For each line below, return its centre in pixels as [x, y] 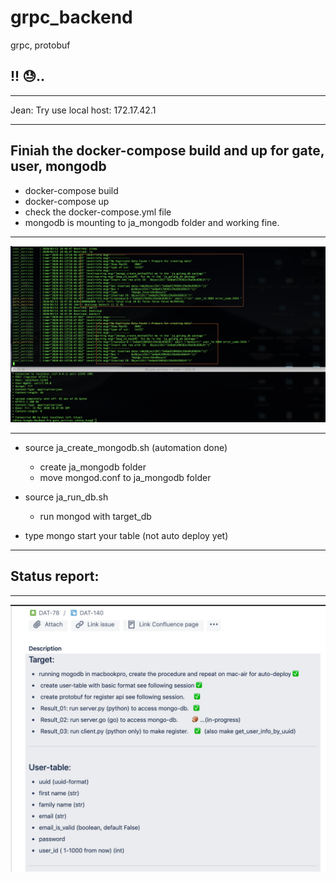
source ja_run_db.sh [66, 497]
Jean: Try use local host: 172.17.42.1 [83, 110]
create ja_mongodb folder [93, 467]
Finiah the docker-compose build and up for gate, [167, 151]
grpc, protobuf [40, 45]
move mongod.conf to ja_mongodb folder [125, 478]
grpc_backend [71, 17]
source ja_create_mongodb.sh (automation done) [126, 448]
